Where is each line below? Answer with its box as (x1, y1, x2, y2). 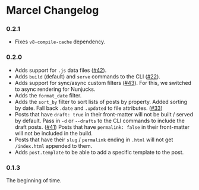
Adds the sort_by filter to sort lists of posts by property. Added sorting (14, 98, 188, 105)
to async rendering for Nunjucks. (14, 85, 96, 93)
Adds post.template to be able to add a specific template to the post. (14, 148, 184, 156)
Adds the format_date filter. (14, 91, 82, 99)
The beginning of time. (6, 177, 62, 184)
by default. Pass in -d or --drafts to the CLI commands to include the (14, 117, 185, 124)
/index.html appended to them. (14, 142, 93, 149)
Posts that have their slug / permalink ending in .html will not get (14, 136, 173, 143)
